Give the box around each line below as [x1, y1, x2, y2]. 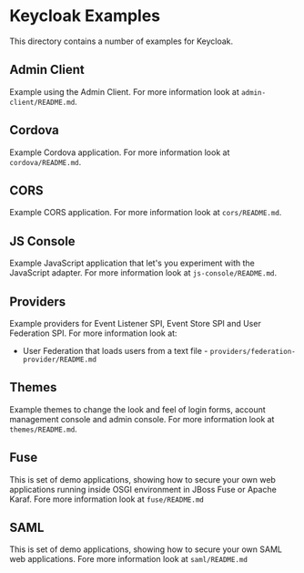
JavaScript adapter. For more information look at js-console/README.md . [9, 267, 278, 278]
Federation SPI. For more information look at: [9, 328, 177, 339]
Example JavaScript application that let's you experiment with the [9, 257, 255, 269]
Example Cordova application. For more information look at [9, 147, 230, 158]
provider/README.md [22, 355, 97, 364]
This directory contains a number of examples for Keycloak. [9, 36, 234, 47]
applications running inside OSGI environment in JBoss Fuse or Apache [9, 484, 278, 495]
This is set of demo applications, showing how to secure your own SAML [9, 544, 282, 555]
